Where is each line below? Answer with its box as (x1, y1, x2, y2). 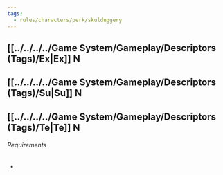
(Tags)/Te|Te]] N (7, 122, 80, 133)
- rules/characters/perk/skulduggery (13, 17, 123, 24)
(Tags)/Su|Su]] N (7, 87, 82, 99)
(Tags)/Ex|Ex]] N (7, 53, 81, 64)
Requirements (7, 141, 47, 149)
